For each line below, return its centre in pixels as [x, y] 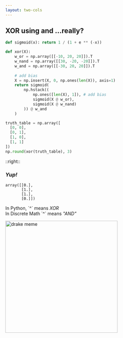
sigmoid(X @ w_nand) [55, 104]
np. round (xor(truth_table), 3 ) [39, 152]
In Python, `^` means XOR [32, 208]
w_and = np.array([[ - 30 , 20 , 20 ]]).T [55, 66]
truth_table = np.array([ [33, 123]
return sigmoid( [32, 85]
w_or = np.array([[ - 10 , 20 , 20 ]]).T [54, 57]
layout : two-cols [24, 10]
